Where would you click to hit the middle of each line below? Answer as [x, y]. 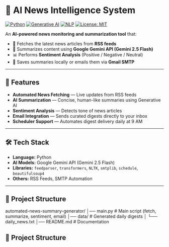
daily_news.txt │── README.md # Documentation [57, 222]
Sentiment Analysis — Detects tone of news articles [67, 111]
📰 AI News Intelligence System [70, 10]
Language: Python [32, 157]
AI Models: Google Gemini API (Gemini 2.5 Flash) [63, 162]
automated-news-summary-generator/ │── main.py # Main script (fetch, [81, 211]
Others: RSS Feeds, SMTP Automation [52, 179]
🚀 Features [22, 83]
